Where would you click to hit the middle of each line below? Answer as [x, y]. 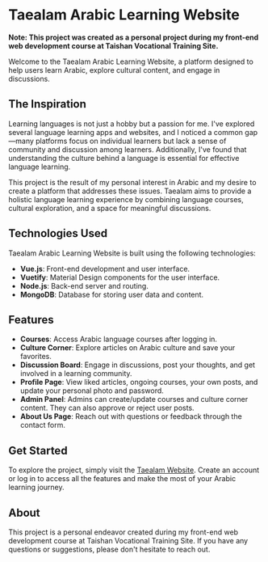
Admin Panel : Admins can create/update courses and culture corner [134, 399]
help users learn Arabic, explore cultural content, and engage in [114, 70]
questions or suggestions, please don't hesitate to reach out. [109, 549]
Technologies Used [58, 233]
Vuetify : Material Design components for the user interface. [120, 277]
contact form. [43, 425]
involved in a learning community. [76, 374]
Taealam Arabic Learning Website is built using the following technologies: [132, 253]
